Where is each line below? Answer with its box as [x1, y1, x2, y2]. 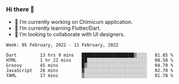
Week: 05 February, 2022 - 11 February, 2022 [6, 42, 118, 48]
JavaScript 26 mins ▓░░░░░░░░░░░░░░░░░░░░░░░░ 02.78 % [6, 68, 174, 73]
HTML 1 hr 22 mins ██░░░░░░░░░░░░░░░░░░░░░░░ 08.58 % [6, 58, 174, 64]
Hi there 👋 [6, 5, 35, 13]
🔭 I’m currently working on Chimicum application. [14, 19, 133, 26]
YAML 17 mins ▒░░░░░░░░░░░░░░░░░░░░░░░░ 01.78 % [6, 73, 174, 79]
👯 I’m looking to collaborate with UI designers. [14, 31, 125, 38]
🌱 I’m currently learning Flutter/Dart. [14, 24, 101, 32]
